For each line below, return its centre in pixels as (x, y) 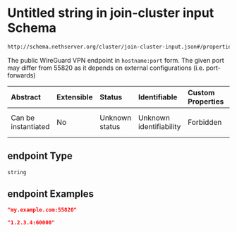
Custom (201, 92)
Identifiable (158, 97)
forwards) (22, 75)
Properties (206, 102)
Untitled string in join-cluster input (111, 13)
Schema (32, 28)
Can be (23, 118)
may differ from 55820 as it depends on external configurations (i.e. (106, 68)
